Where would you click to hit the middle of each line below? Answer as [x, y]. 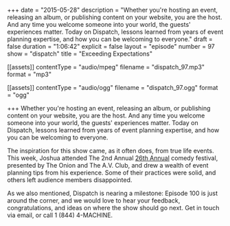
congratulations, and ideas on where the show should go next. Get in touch [113, 208]
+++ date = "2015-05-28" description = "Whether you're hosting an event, [113, 10]
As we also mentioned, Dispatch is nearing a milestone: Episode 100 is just [113, 193]
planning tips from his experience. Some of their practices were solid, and [112, 172]
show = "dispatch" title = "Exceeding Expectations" [80, 54]
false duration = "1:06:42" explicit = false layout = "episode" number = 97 [111, 46]
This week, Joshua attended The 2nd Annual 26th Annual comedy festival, [113, 158]
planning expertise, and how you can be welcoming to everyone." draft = [110, 39]
